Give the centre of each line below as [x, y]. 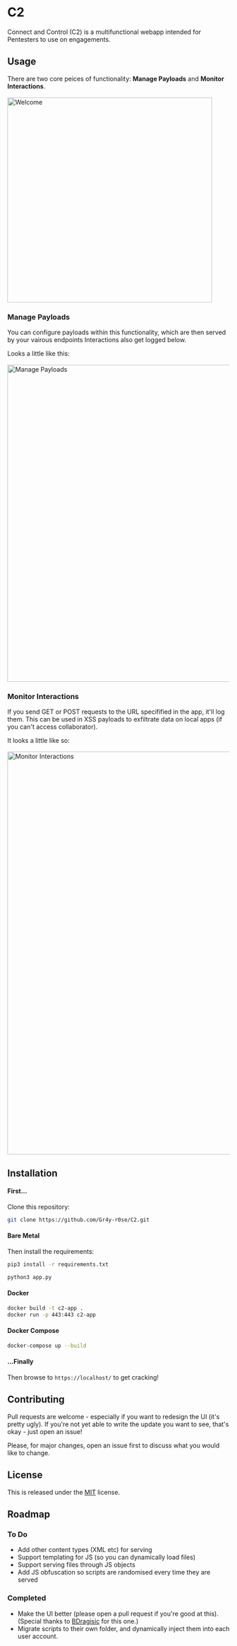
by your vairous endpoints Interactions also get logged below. [97, 340]
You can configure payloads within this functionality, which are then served [117, 332]
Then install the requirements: [51, 1252]
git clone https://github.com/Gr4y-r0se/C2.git [79, 1220]
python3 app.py [30, 1277]
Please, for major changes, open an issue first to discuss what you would [114, 1445]
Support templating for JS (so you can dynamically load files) [107, 1557]
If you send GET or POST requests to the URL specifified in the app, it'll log [116, 712]
